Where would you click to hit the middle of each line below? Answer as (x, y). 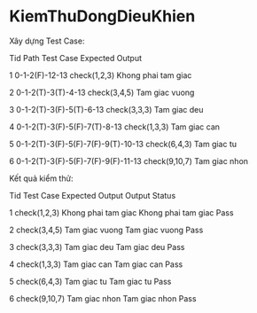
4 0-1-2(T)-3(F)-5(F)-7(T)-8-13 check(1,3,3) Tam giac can (114, 127)
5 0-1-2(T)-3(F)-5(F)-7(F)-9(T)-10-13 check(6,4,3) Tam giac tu (123, 144)
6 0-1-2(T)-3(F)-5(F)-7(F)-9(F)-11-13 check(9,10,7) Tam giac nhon (129, 160)
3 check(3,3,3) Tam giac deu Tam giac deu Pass (97, 246)
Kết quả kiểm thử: (41, 178)
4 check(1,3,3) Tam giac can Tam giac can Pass (96, 264)
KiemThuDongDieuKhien (102, 16)
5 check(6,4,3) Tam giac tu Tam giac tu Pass (90, 281)
